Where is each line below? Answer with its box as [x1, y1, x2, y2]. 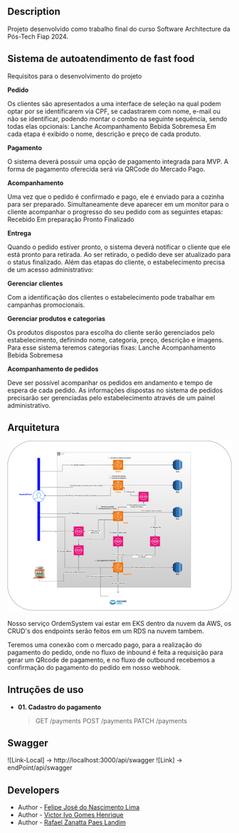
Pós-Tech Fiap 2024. [7, 32, 69, 41]
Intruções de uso [7, 683, 84, 696]
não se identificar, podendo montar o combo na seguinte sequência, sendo [7, 114, 228, 123]
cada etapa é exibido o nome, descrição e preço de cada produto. [7, 130, 201, 138]
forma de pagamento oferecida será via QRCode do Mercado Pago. [7, 164, 206, 173]
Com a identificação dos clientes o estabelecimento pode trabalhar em [7, 293, 215, 301]
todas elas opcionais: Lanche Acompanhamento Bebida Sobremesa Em [7, 122, 217, 130]
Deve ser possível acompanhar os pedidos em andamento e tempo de [7, 378, 213, 387]
